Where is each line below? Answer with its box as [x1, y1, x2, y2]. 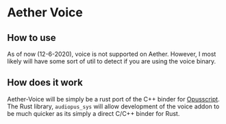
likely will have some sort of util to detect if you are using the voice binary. [7, 57, 216, 65]
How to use [7, 32, 56, 44]
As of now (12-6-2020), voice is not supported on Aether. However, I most [7, 50, 216, 58]
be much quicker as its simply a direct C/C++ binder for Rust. [7, 109, 180, 117]
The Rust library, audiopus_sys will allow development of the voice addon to [7, 102, 220, 110]
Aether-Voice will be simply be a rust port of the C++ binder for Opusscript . [7, 95, 221, 103]
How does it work [7, 77, 84, 89]
